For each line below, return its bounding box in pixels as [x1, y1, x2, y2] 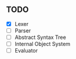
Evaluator [14, 47, 38, 54]
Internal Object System [14, 41, 71, 47]
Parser [14, 27, 31, 34]
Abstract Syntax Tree [14, 34, 67, 41]
